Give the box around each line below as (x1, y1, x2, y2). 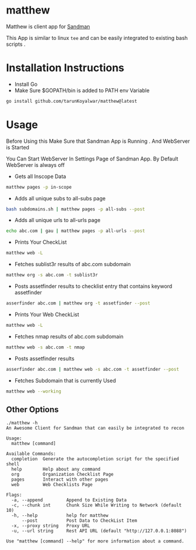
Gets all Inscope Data (14, 173, 66, 180)
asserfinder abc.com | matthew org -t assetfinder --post (6, 300, 150, 306)
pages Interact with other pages (11, 477, 109, 482)
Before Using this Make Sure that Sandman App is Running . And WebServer (6, 137, 190, 145)
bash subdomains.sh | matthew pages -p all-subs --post (6, 206, 145, 212)
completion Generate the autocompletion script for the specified (11, 456, 180, 462)
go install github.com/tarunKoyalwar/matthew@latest (6, 98, 137, 104)
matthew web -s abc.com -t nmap (6, 344, 85, 350)
